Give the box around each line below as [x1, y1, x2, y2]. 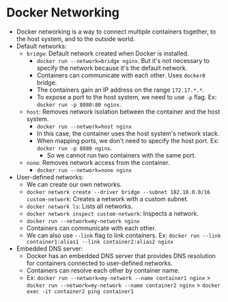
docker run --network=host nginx [36, 123, 132, 130]
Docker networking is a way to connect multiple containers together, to [16, 27, 216, 36]
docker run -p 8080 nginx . [36, 144, 113, 152]
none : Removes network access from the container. [26, 158, 170, 166]
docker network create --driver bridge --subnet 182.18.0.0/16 [26, 188, 211, 196]
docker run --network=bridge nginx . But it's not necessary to [36, 56, 210, 64]
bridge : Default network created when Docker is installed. [26, 49, 189, 58]
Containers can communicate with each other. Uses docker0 [36, 71, 206, 79]
